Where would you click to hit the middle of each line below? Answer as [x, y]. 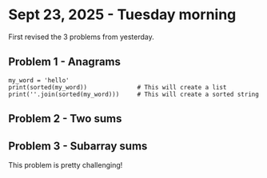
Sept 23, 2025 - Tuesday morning [122, 15]
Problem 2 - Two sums [65, 119]
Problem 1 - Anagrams [65, 62]
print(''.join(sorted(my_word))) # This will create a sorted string [134, 94]
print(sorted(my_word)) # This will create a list [118, 87]
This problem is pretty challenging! [66, 164]
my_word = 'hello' [39, 80]
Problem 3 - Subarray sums [78, 146]
